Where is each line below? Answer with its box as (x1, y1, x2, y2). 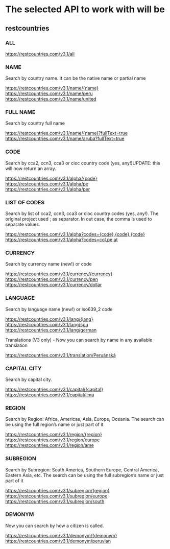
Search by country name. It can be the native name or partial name (5, 75, 146, 81)
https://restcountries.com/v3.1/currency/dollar (5, 282, 102, 288)
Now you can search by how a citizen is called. (5, 522, 104, 529)
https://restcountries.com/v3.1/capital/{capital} (5, 386, 104, 392)
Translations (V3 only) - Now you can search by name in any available (5, 337, 153, 343)
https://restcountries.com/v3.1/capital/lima (5, 392, 94, 398)
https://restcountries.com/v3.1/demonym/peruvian (5, 538, 111, 544)
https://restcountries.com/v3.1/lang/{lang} (5, 316, 93, 322)
